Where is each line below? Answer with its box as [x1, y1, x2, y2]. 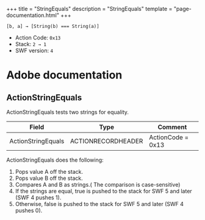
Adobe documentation [6, 68, 123, 82]
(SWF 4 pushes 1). [15, 194, 62, 201]
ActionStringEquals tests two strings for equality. [6, 109, 129, 115]
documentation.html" [6, 12, 60, 19]
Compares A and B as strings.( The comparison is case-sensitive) [15, 181, 181, 188]
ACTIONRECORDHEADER [70, 137, 143, 145]
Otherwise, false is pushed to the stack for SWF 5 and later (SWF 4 [15, 201, 184, 207]
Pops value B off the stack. [15, 174, 84, 182]
